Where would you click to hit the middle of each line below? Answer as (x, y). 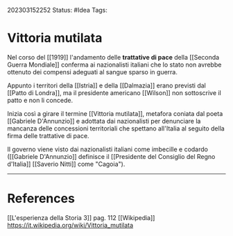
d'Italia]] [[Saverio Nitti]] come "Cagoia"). (66, 164)
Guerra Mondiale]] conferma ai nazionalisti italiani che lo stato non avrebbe (114, 65)
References (41, 199)
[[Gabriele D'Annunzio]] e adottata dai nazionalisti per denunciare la (104, 121)
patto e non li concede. (40, 100)
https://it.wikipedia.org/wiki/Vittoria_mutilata (70, 225)
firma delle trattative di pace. (48, 135)
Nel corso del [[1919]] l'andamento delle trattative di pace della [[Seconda (113, 57)
